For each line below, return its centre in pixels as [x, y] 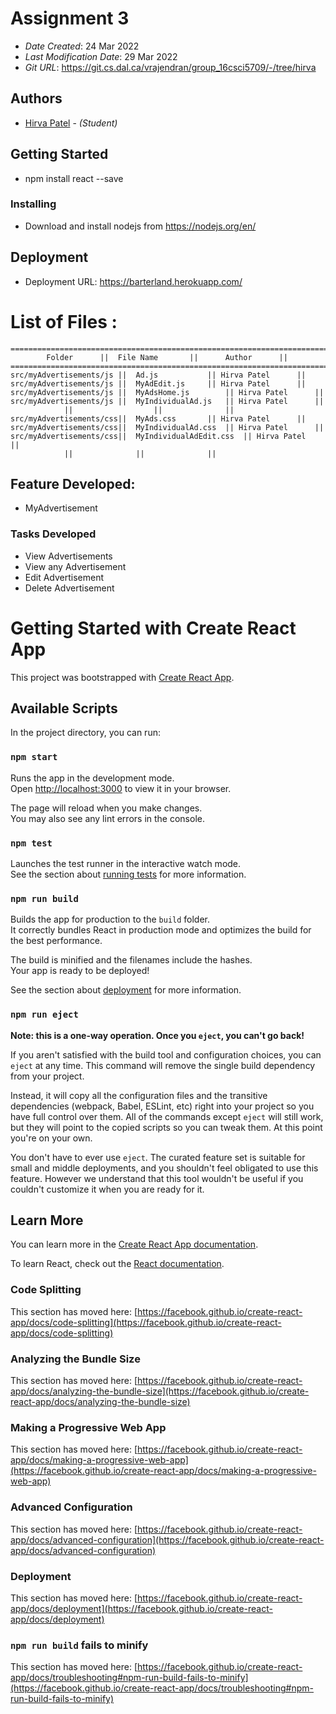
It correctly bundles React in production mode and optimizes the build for [161, 930]
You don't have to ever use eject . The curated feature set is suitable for [158, 1157]
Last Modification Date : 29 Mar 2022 [101, 56]
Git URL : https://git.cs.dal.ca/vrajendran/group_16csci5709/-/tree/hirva [170, 67]
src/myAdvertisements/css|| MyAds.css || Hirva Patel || [158, 418]
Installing [33, 204]
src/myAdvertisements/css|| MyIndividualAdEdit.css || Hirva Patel [158, 436]
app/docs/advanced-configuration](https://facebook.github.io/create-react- [167, 1539]
